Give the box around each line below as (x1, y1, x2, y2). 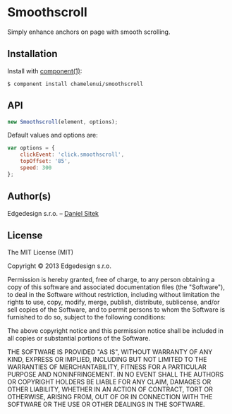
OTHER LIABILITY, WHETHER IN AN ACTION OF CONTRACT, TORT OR (7, 385, 213, 394)
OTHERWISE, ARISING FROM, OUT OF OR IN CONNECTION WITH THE (7, 393, 213, 401)
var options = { (7, 145, 55, 152)
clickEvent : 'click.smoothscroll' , (20, 151, 125, 159)
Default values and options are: (7, 131, 98, 140)
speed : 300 (20, 164, 52, 171)
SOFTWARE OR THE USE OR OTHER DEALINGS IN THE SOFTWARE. (7, 400, 205, 409)
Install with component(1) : (7, 66, 83, 75)
